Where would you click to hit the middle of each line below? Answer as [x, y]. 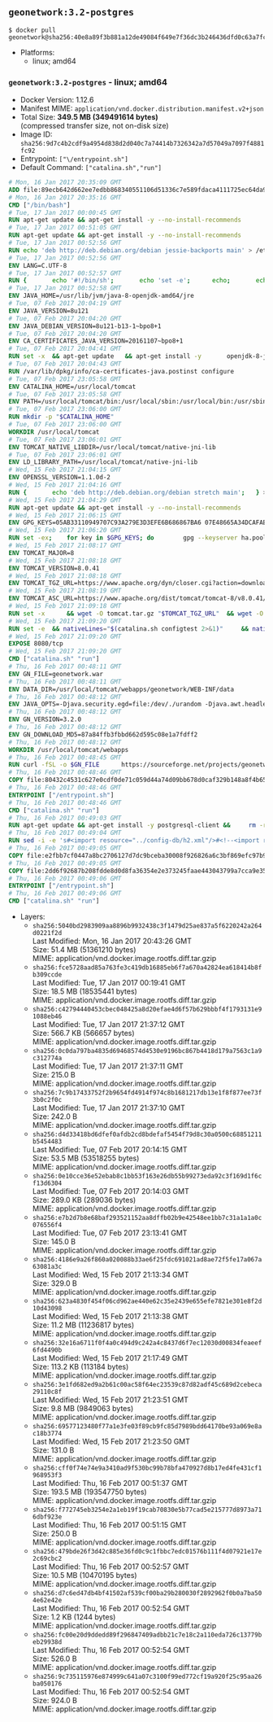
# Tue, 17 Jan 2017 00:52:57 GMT [65, 273]
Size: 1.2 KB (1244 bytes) [74, 1617]
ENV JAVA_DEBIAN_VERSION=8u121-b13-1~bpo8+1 [85, 326]
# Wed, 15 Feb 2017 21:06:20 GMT [65, 531]
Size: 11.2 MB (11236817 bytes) [83, 1325]
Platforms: [37, 52]
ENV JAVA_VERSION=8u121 [49, 311]
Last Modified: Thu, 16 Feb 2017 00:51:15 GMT [109, 1525]
